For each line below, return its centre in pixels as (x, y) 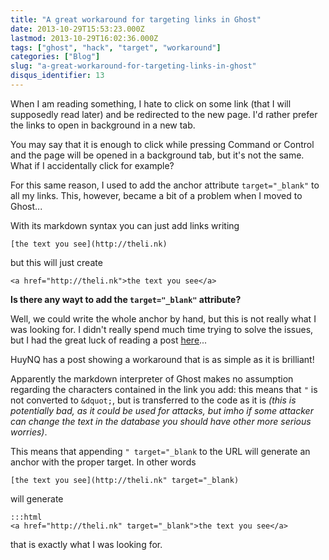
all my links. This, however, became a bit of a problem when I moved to (156, 195)
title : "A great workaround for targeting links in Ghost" (136, 19)
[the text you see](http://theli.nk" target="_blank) (125, 480)
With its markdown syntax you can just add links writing (125, 225)
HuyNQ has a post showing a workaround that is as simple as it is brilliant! (162, 359)
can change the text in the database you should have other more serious (161, 421)
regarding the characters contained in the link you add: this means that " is (164, 389)
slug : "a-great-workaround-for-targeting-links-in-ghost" (133, 66)
